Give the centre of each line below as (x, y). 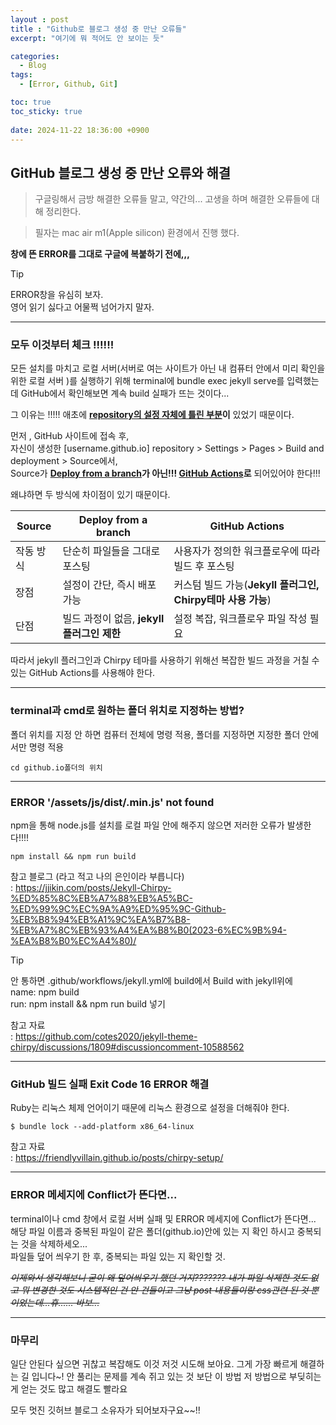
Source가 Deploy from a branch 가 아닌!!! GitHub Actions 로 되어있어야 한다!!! (165, 473)
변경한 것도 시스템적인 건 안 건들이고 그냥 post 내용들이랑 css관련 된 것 (170, 1290)
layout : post (40, 19)
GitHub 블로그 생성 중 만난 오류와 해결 (121, 172)
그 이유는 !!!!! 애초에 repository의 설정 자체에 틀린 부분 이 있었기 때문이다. (152, 415)
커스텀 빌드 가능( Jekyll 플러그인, (246, 585)
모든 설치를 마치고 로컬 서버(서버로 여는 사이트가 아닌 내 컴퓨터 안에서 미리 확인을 (168, 368)
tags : (21, 75)
